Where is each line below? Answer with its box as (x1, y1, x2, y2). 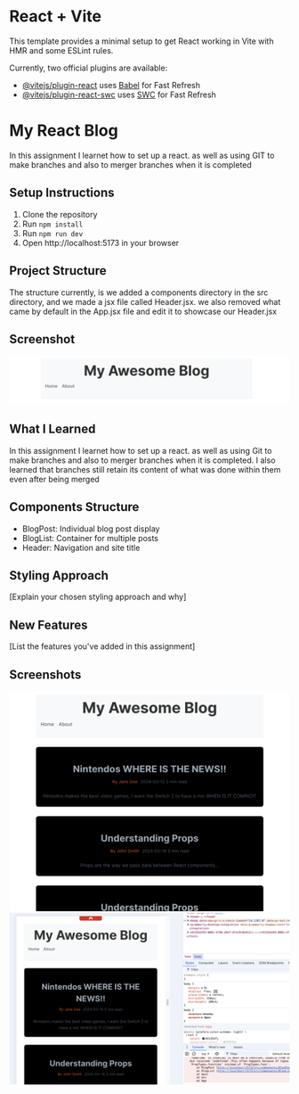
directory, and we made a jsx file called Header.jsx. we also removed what (9, 296, 281, 307)
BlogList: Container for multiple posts (21, 532, 158, 543)
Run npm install (21, 218, 84, 229)
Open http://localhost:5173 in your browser (21, 237, 180, 248)
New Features (9, 617, 88, 632)
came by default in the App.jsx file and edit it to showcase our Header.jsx (9, 306, 278, 317)
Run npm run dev (21, 227, 84, 238)
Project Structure (9, 263, 107, 278)
